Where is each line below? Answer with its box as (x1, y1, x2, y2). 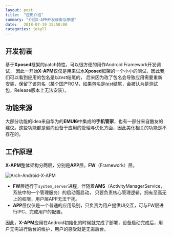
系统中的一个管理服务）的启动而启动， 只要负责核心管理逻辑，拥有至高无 (12, 189, 167, 195)
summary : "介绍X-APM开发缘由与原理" (5, 17, 77, 22)
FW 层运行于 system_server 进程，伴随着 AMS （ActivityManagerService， (12, 183, 165, 189)
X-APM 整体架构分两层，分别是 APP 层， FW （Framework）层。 (5, 162, 137, 168)
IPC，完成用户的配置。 (17, 208, 66, 214)
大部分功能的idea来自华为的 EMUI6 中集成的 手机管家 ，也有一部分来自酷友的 (5, 118, 163, 124)
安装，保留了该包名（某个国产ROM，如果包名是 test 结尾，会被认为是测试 (5, 81, 158, 87)
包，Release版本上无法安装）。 (5, 87, 70, 93)
